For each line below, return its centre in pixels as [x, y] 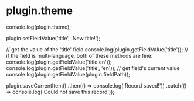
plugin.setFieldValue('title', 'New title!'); [53, 38]
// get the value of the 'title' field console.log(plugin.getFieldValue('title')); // [97, 49]
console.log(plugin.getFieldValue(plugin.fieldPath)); [68, 74]
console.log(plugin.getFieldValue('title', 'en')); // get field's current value [93, 68]
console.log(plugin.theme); [39, 27]
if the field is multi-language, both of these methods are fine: [79, 55]
